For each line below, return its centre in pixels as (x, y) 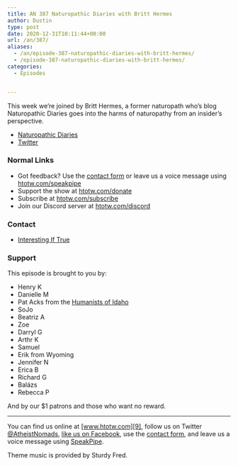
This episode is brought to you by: (57, 273)
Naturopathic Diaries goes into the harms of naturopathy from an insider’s (115, 113)
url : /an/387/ (28, 40)
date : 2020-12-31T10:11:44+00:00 (57, 34)
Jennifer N (33, 363)
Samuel (29, 347)
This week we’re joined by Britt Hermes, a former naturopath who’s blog (112, 106)
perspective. (25, 120)
